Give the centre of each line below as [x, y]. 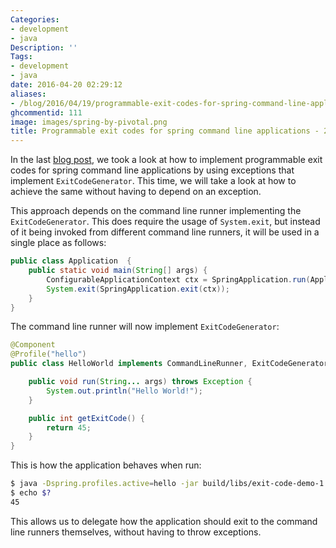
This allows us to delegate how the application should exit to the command [164, 521]
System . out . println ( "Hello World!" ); [124, 391]
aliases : [28, 94]
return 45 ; [69, 427]
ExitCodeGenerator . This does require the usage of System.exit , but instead [165, 222]
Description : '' [44, 47]
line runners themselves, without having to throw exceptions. [136, 532]
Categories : [35, 19]
